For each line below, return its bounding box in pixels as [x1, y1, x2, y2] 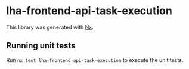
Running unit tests [6, 41, 76, 51]
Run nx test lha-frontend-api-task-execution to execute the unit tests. [6, 56, 184, 63]
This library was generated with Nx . [6, 24, 94, 31]
